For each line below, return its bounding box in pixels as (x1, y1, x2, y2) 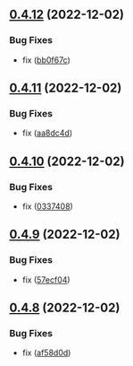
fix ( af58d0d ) (21, 347, 71, 358)
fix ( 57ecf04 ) (21, 274, 71, 285)
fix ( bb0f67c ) (21, 54, 71, 65)
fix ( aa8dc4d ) (21, 127, 73, 138)
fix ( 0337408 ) (21, 201, 73, 212)
